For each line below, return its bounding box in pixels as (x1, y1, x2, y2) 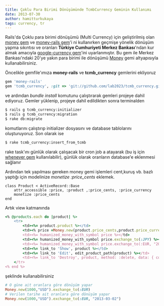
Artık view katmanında (5, 205, 50, 211)
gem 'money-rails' (5, 79, 42, 84)
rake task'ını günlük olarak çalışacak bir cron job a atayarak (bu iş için (5, 149, 145, 155)
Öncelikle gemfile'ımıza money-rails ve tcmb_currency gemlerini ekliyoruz (5, 70, 156, 76)
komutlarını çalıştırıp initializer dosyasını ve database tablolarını (5, 125, 132, 131)
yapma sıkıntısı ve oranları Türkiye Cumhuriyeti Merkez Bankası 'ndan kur (5, 45, 155, 50)
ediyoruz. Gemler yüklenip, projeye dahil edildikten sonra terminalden (5, 98, 145, 103)
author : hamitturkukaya (5, 16, 54, 21)
